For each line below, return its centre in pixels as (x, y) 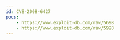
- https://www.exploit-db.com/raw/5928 (65, 28)
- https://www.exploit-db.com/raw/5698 (65, 22)
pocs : (12, 17)
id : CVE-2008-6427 (28, 11)
